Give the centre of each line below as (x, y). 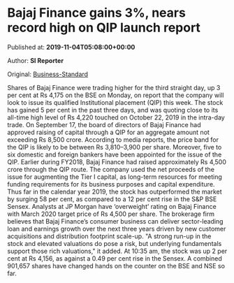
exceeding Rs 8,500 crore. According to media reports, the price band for (113, 139)
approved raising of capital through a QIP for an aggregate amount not (108, 132)
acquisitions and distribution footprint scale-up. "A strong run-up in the (109, 236)
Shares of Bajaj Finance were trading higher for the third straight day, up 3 (114, 87)
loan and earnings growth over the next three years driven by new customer (117, 228)
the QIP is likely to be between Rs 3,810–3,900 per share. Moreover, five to (115, 147)
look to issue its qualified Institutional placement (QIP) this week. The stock (115, 102)
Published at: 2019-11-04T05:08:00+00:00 (71, 47)
